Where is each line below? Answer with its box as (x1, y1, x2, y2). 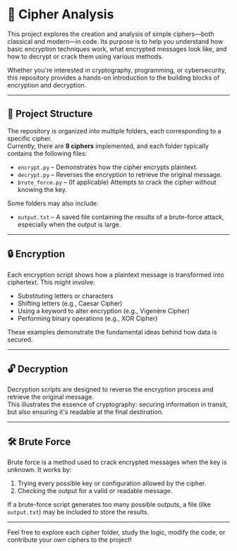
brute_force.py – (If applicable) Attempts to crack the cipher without (17, 178, 217, 186)
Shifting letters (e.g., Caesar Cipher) (17, 299, 123, 308)
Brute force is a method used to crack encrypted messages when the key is (7, 458, 227, 466)
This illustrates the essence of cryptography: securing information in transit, (7, 400, 228, 408)
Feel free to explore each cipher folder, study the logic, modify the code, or (7, 528, 226, 537)
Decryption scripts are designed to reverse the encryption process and (7, 385, 214, 394)
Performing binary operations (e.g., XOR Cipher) (17, 314, 158, 322)
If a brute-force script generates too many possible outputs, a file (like (7, 500, 212, 509)
